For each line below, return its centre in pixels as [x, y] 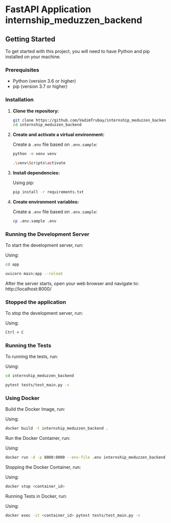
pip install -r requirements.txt [48, 192]
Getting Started [30, 39]
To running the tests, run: [32, 357]
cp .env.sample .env [34, 221]
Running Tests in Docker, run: [36, 496]
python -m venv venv [34, 154]
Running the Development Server [47, 234]
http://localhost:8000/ [29, 289]
